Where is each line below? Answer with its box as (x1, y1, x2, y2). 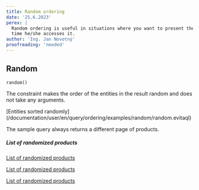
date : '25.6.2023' (6, 14, 52, 20)
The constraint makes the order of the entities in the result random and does (6, 90, 192, 97)
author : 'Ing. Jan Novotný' (6, 36, 76, 42)
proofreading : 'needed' (6, 42, 65, 48)
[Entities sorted (6, 107, 43, 115)
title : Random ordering (6, 8, 65, 15)
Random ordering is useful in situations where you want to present (11, 25, 184, 31)
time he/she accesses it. (11, 31, 76, 37)
